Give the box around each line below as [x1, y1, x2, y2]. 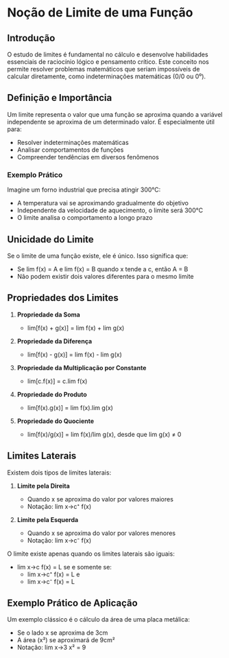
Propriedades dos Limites [7, 292, 119, 304]
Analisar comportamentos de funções [16, 146, 124, 154]
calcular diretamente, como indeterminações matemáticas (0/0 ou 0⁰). [7, 72, 206, 80]
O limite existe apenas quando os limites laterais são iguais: [7, 549, 175, 558]
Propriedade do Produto [16, 390, 87, 398]
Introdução [7, 32, 56, 44]
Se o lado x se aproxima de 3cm [16, 628, 108, 637]
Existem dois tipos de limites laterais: [7, 468, 112, 477]
